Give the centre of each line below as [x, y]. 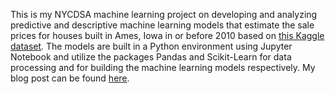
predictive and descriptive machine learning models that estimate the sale [162, 25]
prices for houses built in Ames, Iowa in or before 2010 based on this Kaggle [167, 35]
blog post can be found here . [70, 78]
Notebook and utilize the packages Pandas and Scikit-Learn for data [151, 57]
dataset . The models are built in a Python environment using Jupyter [151, 46]
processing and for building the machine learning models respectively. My [163, 67]
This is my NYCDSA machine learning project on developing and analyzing [164, 14]
